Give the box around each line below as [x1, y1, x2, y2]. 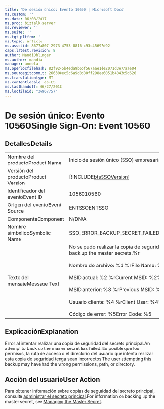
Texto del [7, 274, 29, 281]
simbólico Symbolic [7, 230, 51, 237]
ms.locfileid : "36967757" [5, 89, 58, 94]
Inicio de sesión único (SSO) [69, 157, 134, 164]
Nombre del [7, 153, 35, 160]
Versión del [7, 167, 34, 174]
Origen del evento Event [7, 202, 61, 208]
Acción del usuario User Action [5, 375, 100, 384]
